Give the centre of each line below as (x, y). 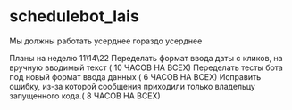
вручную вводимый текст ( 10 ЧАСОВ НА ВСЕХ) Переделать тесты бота (146, 67)
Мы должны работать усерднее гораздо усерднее (106, 41)
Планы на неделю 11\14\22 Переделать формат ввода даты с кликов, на (146, 58)
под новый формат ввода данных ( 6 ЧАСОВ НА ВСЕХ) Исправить (135, 76)
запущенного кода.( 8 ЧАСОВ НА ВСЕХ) (85, 96)
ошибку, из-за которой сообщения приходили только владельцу (133, 86)
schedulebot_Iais (75, 16)
